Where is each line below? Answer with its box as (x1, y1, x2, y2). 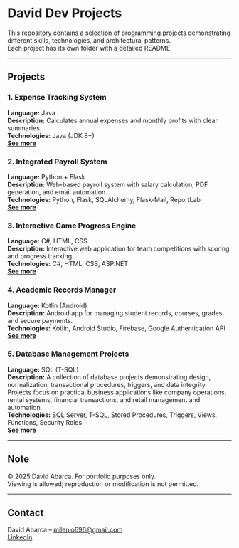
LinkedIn (7, 533, 33, 542)
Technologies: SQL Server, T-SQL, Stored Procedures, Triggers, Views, (7, 411, 218, 419)
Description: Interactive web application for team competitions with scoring (7, 244, 230, 253)
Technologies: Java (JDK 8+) (7, 131, 95, 139)
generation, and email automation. (7, 187, 108, 196)
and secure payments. (7, 316, 73, 325)
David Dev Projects (7, 5, 122, 21)
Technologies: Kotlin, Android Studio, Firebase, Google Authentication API (7, 324, 225, 332)
